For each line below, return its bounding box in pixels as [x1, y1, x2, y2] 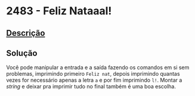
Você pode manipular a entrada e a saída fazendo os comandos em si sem [6, 64, 190, 71]
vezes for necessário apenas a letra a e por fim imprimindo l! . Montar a [6, 76, 182, 84]
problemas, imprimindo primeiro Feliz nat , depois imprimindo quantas [6, 70, 180, 78]
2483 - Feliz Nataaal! [6, 4, 112, 18]
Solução [6, 48, 38, 58]
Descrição [6, 28, 45, 38]
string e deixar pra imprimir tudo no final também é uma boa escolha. [6, 83, 177, 90]
